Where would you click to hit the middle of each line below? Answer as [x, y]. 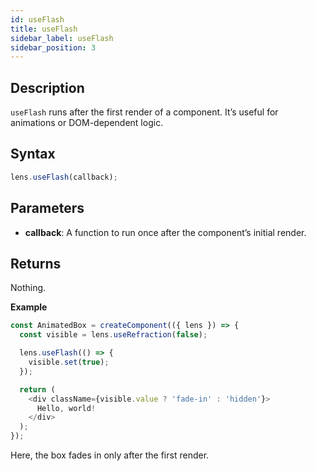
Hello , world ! [66, 408]
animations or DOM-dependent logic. [87, 123]
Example [29, 307]
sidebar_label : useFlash [62, 38]
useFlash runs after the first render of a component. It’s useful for [144, 112]
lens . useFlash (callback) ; [64, 177]
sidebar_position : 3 [53, 47]
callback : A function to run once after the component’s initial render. [165, 232]
